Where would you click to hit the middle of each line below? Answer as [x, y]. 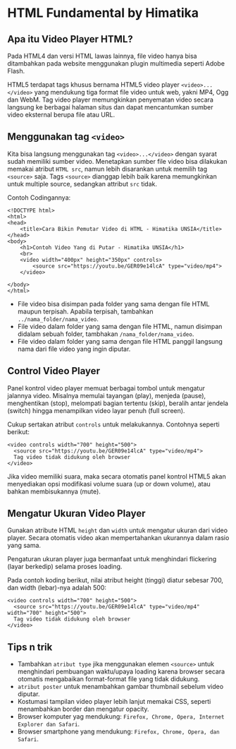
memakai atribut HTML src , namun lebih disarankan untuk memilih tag [107, 169]
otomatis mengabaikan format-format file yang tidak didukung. [108, 679]
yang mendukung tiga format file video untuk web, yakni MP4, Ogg [131, 92]
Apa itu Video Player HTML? [70, 39]
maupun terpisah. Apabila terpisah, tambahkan [85, 311]
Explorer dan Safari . [48, 724]
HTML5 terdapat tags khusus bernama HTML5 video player [93, 85]
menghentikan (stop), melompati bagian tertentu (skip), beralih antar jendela [118, 403]
